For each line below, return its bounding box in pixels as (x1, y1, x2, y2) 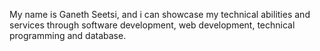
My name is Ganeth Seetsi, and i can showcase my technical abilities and (9, 9, 311, 20)
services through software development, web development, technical (9, 19, 296, 31)
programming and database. (9, 30, 127, 41)
